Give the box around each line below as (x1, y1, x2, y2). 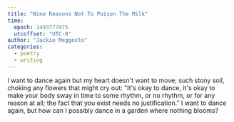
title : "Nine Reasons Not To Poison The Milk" (7, 10, 148, 18)
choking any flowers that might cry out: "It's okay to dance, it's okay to (7, 83, 215, 92)
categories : (7, 43, 43, 50)
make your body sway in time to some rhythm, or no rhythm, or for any (7, 91, 215, 99)
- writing (14, 57, 43, 64)
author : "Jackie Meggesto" (7, 37, 88, 44)
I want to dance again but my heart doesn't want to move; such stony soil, (7, 76, 225, 84)
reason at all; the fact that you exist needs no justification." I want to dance (7, 99, 227, 107)
